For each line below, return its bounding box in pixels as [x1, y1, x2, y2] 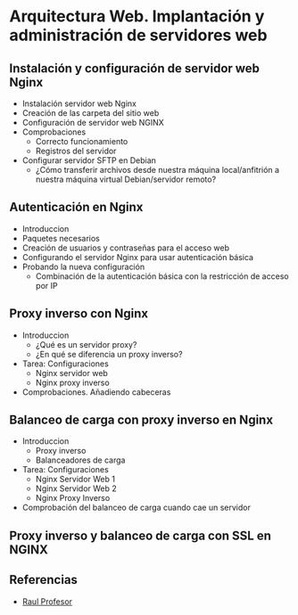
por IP [35, 280, 58, 291]
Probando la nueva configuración [21, 261, 145, 272]
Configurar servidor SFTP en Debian [21, 155, 156, 166]
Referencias [9, 572, 79, 587]
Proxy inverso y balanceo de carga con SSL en [9, 528, 272, 543]
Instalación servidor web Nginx [21, 98, 137, 109]
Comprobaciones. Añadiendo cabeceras [21, 386, 171, 398]
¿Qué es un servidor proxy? [35, 339, 137, 349]
